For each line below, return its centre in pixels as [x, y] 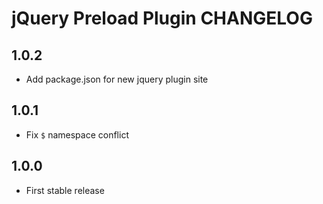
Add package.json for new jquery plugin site [117, 79]
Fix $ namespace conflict [77, 134]
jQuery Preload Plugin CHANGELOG [162, 18]
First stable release [65, 190]
